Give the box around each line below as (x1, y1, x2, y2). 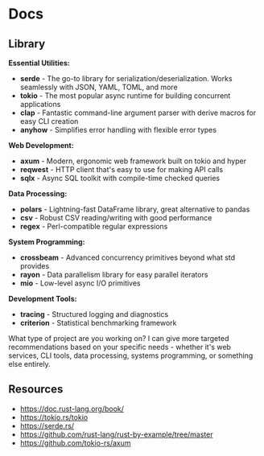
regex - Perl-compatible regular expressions (19, 222, 168, 231)
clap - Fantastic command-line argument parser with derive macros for (19, 108, 256, 117)
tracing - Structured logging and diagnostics (19, 310, 169, 318)
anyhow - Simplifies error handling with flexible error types (19, 125, 217, 134)
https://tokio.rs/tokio (19, 412, 89, 422)
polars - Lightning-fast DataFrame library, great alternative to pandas (19, 204, 250, 214)
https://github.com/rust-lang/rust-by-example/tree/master (19, 429, 213, 439)
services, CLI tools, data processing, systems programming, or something (8, 351, 254, 360)
